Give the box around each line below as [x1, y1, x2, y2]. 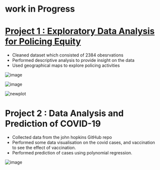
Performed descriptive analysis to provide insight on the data [12, 57, 135, 63]
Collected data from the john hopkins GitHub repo [12, 134, 112, 140]
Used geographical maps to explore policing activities [12, 62, 120, 69]
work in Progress [5, 3, 75, 15]
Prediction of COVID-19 [5, 118, 101, 130]
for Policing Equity [5, 36, 81, 47]
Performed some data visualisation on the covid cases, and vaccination [12, 140, 156, 146]
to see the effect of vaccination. [12, 145, 76, 151]
